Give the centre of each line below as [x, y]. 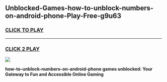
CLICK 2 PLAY [22, 49]
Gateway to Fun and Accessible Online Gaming [54, 74]
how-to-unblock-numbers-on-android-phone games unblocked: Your [79, 69]
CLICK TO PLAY [24, 30]
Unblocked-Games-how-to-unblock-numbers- [79, 8]
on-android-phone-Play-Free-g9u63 [63, 16]
